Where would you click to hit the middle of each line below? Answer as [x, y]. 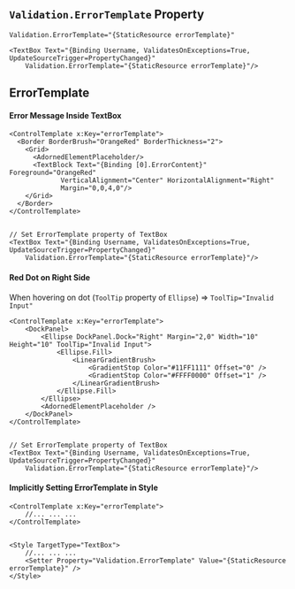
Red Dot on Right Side [50, 277]
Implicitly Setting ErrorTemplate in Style [84, 488]
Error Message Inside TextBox [65, 115]
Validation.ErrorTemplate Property [107, 15]
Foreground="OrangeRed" [53, 173]
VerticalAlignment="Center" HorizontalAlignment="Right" [167, 180]
